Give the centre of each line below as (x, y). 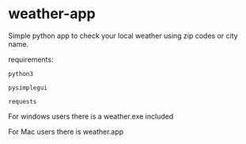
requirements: (31, 59)
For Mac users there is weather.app (66, 131)
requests (23, 101)
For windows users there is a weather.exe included (91, 116)
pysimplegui (28, 88)
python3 (21, 74)
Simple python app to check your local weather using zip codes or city (123, 36)
